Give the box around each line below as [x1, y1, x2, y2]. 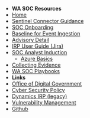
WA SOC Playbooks [11, 68, 60, 74]
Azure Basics [20, 55, 53, 62]
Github [11, 106, 28, 112]
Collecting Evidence [11, 61, 61, 68]
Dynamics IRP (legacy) [11, 93, 67, 100]
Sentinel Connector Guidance [11, 18, 84, 24]
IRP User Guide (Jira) [11, 42, 64, 50]
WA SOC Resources [11, 5, 62, 12]
